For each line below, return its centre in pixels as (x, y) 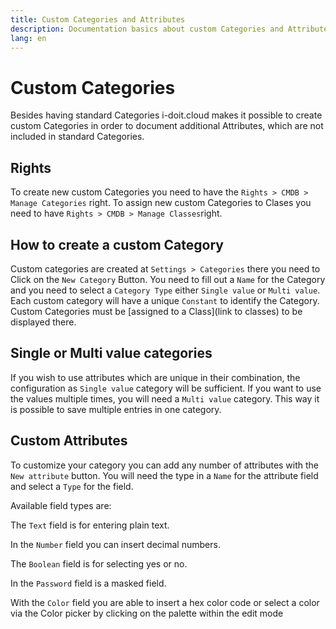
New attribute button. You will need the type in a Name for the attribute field (164, 475)
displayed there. (43, 322)
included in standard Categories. (77, 137)
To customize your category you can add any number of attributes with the (165, 465)
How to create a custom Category (117, 244)
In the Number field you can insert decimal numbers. (115, 544)
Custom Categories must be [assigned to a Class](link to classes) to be (156, 311)
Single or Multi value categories (111, 353)
